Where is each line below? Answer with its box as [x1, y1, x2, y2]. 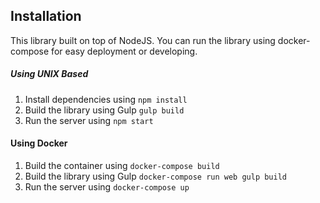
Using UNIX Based [10, 68, 89, 80]
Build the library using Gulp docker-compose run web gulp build [24, 170, 287, 182]
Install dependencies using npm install [24, 93, 188, 105]
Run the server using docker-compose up [24, 180, 190, 193]
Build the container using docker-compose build [24, 159, 220, 171]
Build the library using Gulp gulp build [24, 104, 185, 116]
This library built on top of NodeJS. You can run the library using [10, 34, 276, 46]
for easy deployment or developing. [51, 45, 198, 57]
